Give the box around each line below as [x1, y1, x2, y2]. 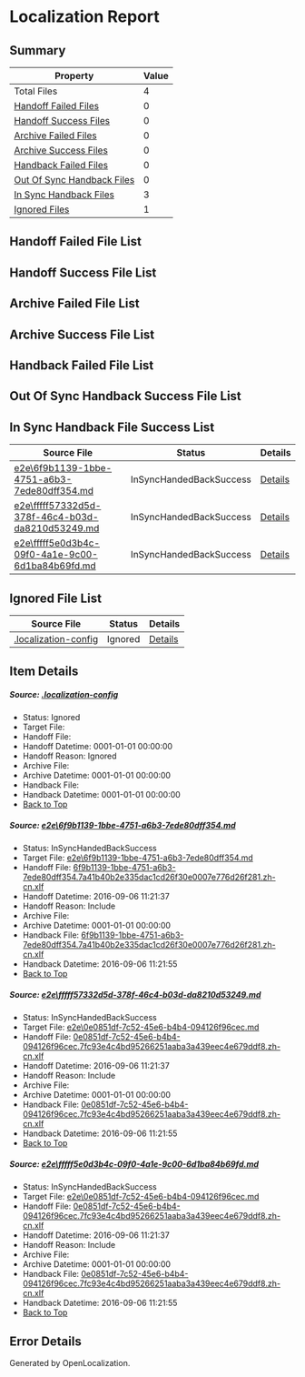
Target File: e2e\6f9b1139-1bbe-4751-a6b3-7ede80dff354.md [22, 852, 254, 863]
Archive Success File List [9, 327, 155, 342]
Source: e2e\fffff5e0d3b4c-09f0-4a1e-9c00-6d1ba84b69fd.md [9, 1158, 260, 1170]
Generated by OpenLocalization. [9, 1358, 131, 1369]
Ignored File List [9, 590, 103, 606]
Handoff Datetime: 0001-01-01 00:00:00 [22, 741, 173, 752]
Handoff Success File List [9, 265, 157, 280]
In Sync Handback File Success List [9, 419, 215, 435]
